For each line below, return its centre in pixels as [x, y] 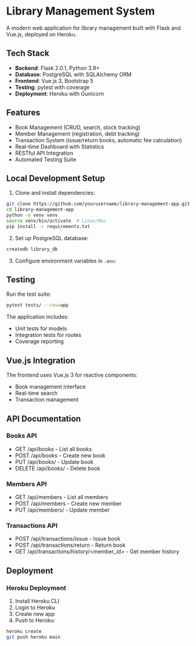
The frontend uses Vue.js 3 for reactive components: [72, 375]
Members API [27, 484]
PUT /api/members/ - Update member [62, 510]
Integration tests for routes [48, 335]
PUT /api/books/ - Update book [54, 462]
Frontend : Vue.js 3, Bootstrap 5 [54, 80]
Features [23, 113]
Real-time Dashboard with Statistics [59, 146]
